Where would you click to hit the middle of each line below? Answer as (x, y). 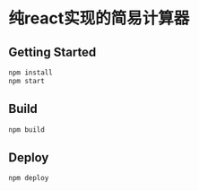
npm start (27, 81)
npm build (27, 130)
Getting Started (52, 52)
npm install (30, 73)
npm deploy (29, 178)
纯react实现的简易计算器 (99, 18)
